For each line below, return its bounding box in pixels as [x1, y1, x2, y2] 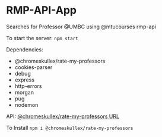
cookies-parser [14, 63, 53, 71]
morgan [14, 89, 34, 96]
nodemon [14, 101, 39, 108]
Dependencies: [6, 45, 43, 53]
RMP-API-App [6, 4, 77, 17]
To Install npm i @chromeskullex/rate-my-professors [6, 124, 134, 131]
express [14, 76, 34, 83]
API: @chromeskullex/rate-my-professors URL [6, 113, 120, 120]
